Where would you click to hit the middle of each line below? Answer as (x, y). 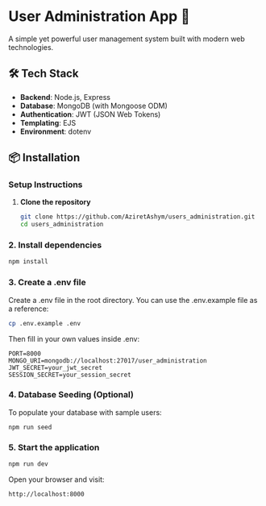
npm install (28, 262)
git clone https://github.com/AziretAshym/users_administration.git (137, 217)
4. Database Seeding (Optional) (71, 395)
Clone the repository (55, 202)
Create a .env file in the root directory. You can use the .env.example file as (133, 300)
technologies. (31, 47)
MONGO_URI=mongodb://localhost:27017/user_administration (108, 361)
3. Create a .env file (47, 283)
